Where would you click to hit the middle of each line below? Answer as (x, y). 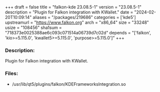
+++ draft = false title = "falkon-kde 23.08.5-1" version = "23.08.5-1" (73, 7)
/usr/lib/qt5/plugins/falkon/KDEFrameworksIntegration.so (69, 84)
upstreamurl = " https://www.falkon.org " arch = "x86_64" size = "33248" (77, 22)
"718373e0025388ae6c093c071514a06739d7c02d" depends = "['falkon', (78, 33)
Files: (12, 74)
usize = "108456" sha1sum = (33, 28)
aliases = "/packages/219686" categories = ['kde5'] (84, 17)
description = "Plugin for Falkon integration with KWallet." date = (69, 12)
